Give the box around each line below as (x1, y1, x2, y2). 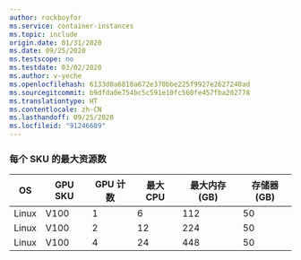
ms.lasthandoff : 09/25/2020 (9, 113, 115, 122)
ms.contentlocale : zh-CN (9, 105, 102, 114)
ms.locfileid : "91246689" (9, 122, 106, 131)
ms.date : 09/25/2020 (9, 47, 87, 56)
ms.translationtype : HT (9, 96, 99, 106)
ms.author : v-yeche (9, 72, 82, 81)
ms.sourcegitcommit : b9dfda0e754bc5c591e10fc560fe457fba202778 (9, 88, 251, 97)
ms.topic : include (9, 30, 78, 39)
